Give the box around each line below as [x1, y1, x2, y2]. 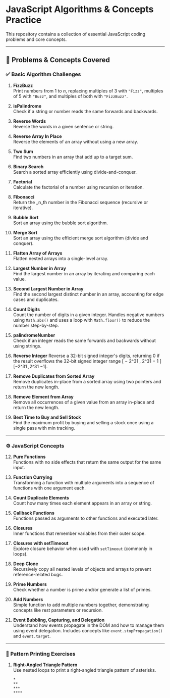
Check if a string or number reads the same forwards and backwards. [13, 108, 158, 114]
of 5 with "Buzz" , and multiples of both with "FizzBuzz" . [13, 93, 128, 99]
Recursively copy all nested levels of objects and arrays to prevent [13, 566, 151, 572]
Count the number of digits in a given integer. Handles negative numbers [13, 312, 164, 318]
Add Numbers [13, 596, 43, 602]
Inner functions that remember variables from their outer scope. [13, 530, 146, 536]
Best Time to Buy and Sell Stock [13, 414, 81, 420]
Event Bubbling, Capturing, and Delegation [13, 617, 105, 623]
